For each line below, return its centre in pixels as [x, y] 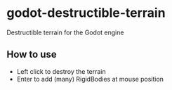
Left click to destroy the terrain [61, 71]
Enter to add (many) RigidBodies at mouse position [90, 79]
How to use [32, 54]
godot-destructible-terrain [86, 13]
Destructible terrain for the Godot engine [65, 32]
